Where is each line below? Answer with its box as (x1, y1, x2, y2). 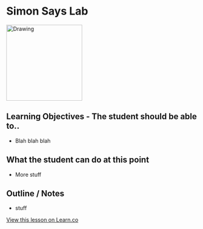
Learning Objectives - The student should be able (6, 111, 197, 122)
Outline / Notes (6, 188, 65, 199)
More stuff (15, 171, 42, 178)
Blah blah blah (15, 137, 51, 144)
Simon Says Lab (6, 4, 88, 18)
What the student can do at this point (6, 155, 150, 165)
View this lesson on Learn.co (6, 216, 79, 224)
